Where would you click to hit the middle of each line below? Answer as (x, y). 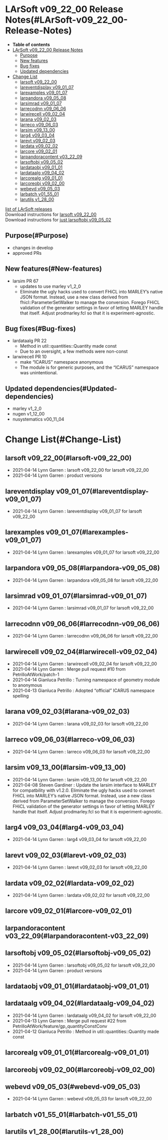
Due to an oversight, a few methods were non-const (74, 351)
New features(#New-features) (54, 269)
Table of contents (31, 44)
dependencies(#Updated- (76, 389)
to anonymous (27, 685)
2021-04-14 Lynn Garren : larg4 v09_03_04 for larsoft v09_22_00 (79, 840)
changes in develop (33, 248)
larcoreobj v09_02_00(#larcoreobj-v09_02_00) (80, 1069)
